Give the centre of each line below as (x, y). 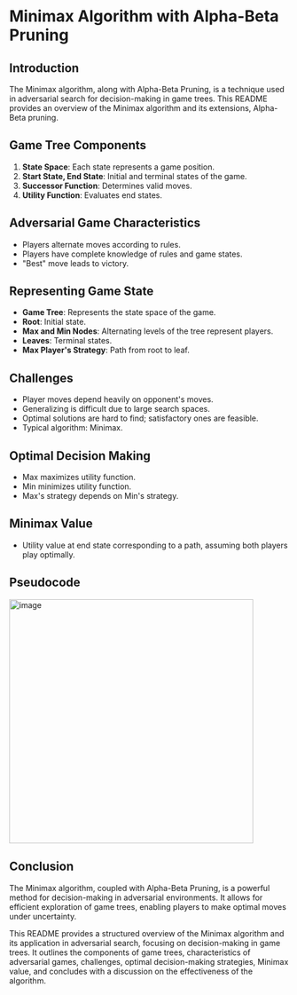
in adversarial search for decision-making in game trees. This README (138, 99)
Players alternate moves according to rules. (102, 244)
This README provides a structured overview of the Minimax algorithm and (147, 933)
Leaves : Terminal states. (67, 341)
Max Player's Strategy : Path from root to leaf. (106, 350)
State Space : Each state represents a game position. (118, 167)
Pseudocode (45, 583)
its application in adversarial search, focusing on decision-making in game (145, 943)
